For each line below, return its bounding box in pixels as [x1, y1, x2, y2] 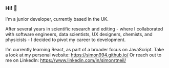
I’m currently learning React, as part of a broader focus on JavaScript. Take [5, 47, 164, 53]
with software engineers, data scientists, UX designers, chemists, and [5, 31, 153, 38]
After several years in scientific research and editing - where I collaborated [5, 26, 163, 32]
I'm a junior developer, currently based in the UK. [5, 16, 109, 22]
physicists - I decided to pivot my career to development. [5, 37, 126, 43]
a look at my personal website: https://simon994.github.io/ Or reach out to [5, 52, 162, 58]
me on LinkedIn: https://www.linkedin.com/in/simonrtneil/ [5, 57, 126, 63]
